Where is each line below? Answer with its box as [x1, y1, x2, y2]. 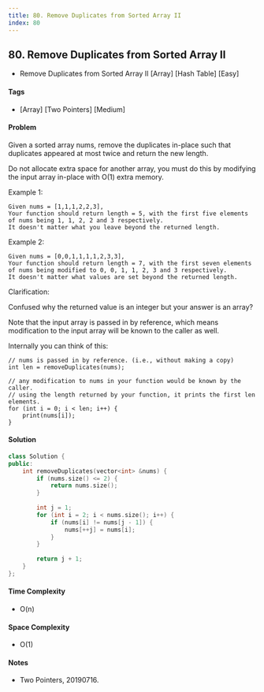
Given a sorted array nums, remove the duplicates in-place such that [8, 140, 231, 150]
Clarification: [8, 287, 50, 296]
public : [8, 459, 34, 467]
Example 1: [8, 187, 43, 197]
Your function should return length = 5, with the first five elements [8, 210, 248, 218]
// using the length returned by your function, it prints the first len [8, 391, 256, 399]
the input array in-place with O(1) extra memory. [8, 172, 164, 181]
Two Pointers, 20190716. [19, 675, 99, 685]
